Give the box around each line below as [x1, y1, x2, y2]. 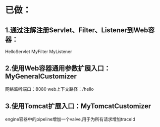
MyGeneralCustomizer [5, 72, 77, 81]
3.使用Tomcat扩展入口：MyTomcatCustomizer [5, 102, 151, 111]
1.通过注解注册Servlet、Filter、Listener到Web [5, 26, 149, 34]
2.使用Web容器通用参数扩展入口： [5, 64, 110, 72]
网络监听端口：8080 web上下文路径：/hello [5, 86, 94, 92]
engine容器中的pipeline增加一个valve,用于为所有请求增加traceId [5, 116, 135, 122]
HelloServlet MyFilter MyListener [5, 49, 72, 55]
